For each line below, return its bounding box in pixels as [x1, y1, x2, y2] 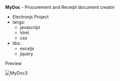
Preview [5, 61, 22, 66]
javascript [19, 24, 40, 30]
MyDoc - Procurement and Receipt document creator [5, 4, 115, 10]
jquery [19, 51, 33, 57]
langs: [12, 19, 25, 25]
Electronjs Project [12, 14, 49, 19]
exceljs [19, 46, 35, 51]
